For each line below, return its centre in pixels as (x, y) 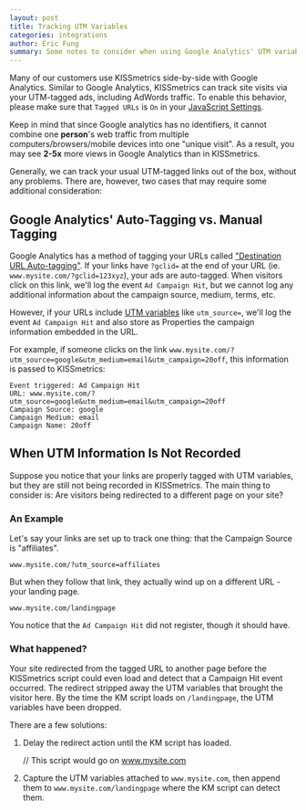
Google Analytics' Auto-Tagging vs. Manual (136, 220)
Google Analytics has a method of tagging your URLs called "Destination (146, 256)
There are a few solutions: (58, 725)
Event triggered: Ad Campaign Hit (75, 385)
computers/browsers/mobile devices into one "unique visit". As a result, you (152, 144)
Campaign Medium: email (55, 417)
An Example (36, 519)
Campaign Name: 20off (51, 426)
